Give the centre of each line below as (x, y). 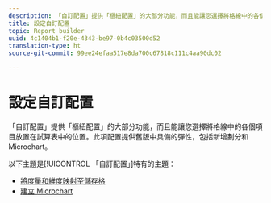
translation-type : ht (45, 46)
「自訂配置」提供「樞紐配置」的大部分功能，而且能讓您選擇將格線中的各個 (132, 126)
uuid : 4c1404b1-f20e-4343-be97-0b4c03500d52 (84, 38)
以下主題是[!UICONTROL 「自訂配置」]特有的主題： (92, 164)
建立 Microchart (46, 191)
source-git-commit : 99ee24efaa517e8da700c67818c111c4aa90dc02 (115, 53)
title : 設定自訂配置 (39, 23)
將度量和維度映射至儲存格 (63, 180)
